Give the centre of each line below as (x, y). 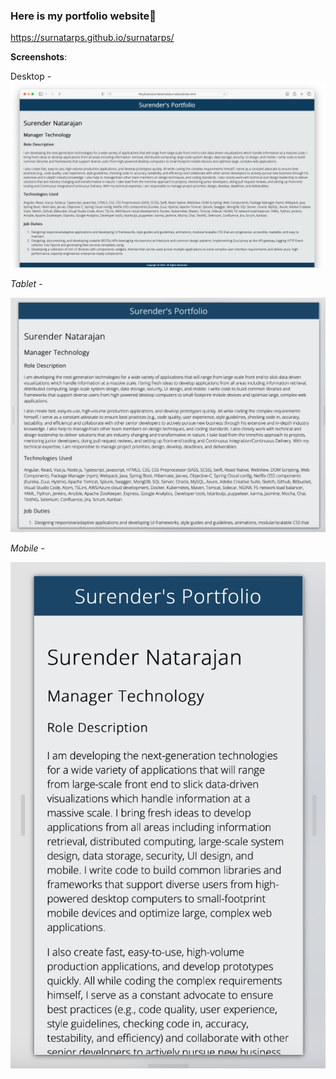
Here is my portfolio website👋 (83, 16)
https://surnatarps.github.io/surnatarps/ (92, 38)
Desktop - (31, 76)
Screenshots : (39, 57)
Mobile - (27, 548)
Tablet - (26, 283)
